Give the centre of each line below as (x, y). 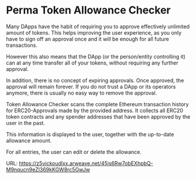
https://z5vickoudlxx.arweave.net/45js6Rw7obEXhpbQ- (86, 163)
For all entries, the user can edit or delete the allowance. (74, 152)
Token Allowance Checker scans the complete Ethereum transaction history (97, 104)
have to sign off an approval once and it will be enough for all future (88, 39)
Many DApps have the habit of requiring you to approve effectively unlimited (98, 26)
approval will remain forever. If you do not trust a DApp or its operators (91, 86)
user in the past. (26, 123)
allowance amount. (29, 140)
